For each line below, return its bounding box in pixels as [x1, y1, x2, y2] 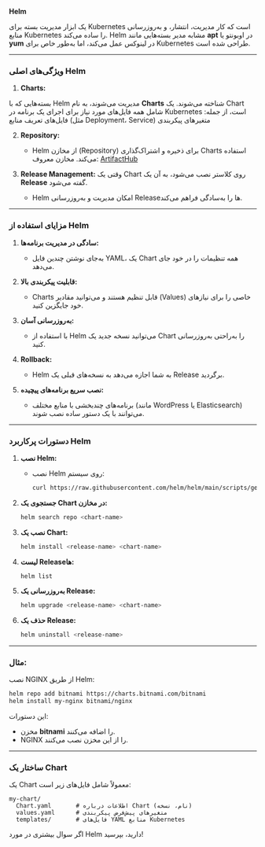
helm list [20, 572, 53, 580]
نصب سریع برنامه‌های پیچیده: [20, 385, 105, 394]
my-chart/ [9, 795, 42, 803]
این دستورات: [9, 712, 49, 721]
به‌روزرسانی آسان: [20, 315, 74, 325]
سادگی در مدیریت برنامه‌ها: [20, 238, 99, 247]
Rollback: [20, 354, 53, 364]
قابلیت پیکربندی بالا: [20, 277, 78, 286]
